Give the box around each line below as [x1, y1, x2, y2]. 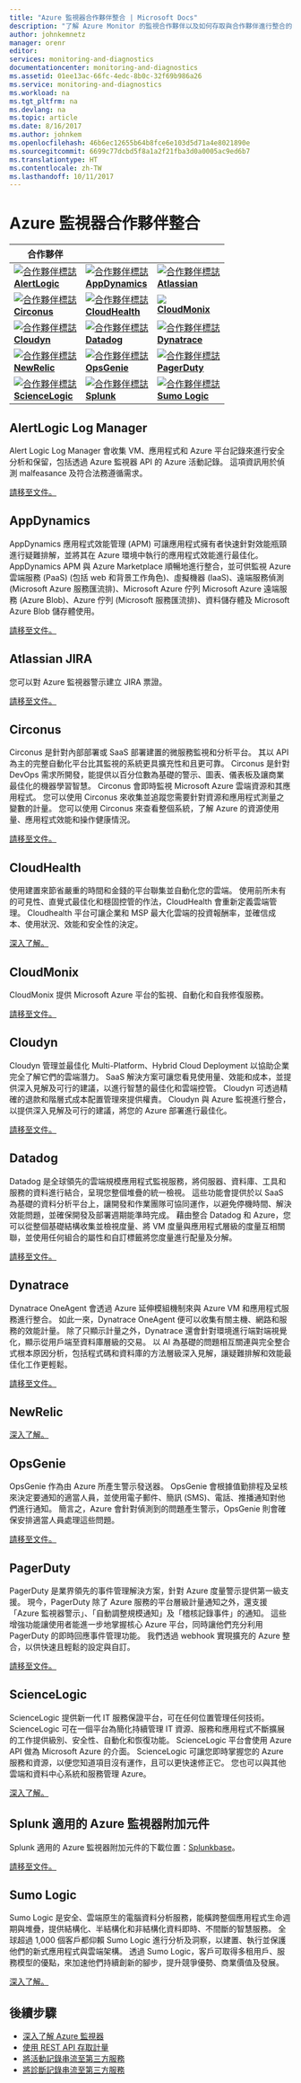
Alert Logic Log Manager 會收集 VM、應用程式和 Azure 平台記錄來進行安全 [9, 446, 285, 456]
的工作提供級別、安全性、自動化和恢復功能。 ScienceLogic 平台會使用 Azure [9, 1734, 292, 1745]
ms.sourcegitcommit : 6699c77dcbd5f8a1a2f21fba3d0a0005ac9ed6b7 [9, 146, 251, 155]
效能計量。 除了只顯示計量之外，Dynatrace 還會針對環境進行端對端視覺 [24, 1325, 288, 1335]
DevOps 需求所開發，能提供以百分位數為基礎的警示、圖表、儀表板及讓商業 [9, 769, 285, 780]
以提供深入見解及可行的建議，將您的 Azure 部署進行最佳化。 [9, 1104, 232, 1115]
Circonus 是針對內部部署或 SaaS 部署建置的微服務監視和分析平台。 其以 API [9, 747, 289, 758]
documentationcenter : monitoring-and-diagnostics [9, 64, 199, 73]
